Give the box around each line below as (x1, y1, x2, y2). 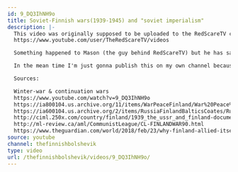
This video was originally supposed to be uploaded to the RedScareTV (13, 30, 227, 38)
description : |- (7, 23, 55, 30)
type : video (7, 147, 42, 154)
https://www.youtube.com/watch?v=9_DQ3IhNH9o (13, 94, 151, 101)
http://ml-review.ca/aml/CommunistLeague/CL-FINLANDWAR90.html (13, 121, 204, 128)
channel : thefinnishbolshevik (7, 140, 97, 147)
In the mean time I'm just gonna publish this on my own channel (13, 62, 211, 69)
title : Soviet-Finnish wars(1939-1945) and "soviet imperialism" (7, 17, 204, 24)
